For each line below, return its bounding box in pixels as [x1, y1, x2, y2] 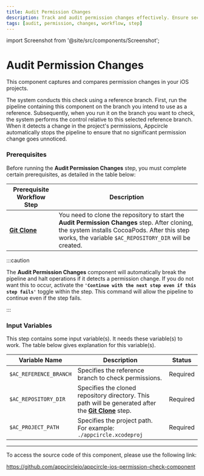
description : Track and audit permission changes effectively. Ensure [6, 15, 189, 21]
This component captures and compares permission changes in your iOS [6, 78, 189, 86]
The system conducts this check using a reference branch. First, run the [6, 97, 187, 104]
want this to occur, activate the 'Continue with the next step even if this [6, 281, 197, 289]
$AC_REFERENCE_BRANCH [9, 370, 72, 378]
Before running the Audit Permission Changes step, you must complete [6, 164, 187, 171]
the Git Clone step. [77, 406, 132, 415]
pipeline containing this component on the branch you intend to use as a [6, 103, 187, 110]
